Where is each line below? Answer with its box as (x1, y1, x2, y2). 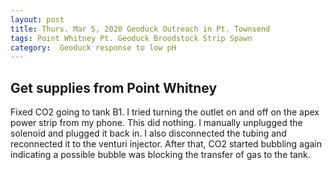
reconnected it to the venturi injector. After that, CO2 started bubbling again (10, 138, 322, 150)
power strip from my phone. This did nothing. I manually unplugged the (10, 117, 303, 129)
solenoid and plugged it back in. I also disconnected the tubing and (10, 127, 287, 140)
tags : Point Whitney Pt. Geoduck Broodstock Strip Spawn (10, 33, 253, 43)
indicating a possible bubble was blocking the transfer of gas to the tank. (10, 149, 311, 161)
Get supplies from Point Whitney (10, 79, 218, 96)
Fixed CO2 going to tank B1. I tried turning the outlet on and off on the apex (10, 106, 320, 118)
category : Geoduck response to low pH (10, 42, 177, 53)
